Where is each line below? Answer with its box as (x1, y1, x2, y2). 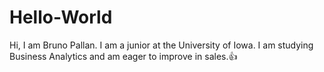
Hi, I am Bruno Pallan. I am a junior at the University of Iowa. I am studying (9, 39, 314, 51)
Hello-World (9, 6, 113, 29)
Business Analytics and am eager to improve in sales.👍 (9, 50, 238, 62)
